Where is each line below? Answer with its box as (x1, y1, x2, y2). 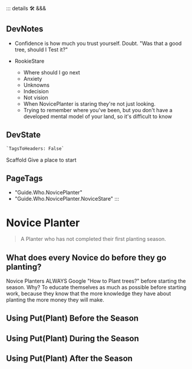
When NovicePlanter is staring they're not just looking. (23, 100, 156, 107)
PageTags (6, 173, 43, 183)
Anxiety (23, 75, 42, 82)
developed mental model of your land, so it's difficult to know (23, 113, 173, 120)
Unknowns (23, 81, 50, 89)
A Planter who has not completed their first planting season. (20, 236, 167, 243)
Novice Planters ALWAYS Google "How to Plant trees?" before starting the (6, 277, 187, 285)
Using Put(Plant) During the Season (6, 333, 140, 344)
